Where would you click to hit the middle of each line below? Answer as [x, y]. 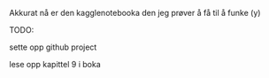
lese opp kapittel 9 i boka [55, 64]
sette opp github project [53, 47]
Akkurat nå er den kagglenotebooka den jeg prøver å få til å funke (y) [135, 13]
